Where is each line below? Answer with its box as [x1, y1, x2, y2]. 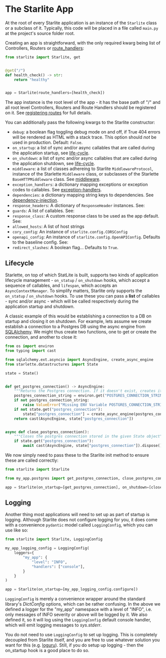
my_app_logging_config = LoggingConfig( [5, 546, 90, 551]
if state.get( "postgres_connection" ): [14, 439, 94, 443]
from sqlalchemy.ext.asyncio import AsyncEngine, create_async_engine [5, 357, 154, 362]
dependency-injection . [12, 197, 58, 203]
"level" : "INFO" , [31, 560, 68, 565]
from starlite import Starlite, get [5, 54, 81, 60]
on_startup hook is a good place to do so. [5, 648, 90, 654]
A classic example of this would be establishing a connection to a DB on [5, 313, 152, 319]
